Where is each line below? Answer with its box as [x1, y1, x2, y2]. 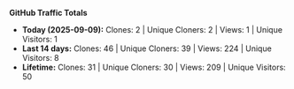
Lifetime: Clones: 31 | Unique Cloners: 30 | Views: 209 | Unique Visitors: [21, 62, 286, 72]
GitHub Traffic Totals [9, 8, 88, 18]
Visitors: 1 [21, 34, 58, 44]
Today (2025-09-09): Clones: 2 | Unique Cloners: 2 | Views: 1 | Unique [21, 25, 283, 34]
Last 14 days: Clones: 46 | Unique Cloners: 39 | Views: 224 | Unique [21, 43, 272, 54]
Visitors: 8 [21, 53, 59, 63]
